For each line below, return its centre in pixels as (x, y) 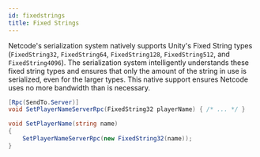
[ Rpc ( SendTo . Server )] (44, 102)
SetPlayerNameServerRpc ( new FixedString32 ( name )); (107, 139)
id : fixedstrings (37, 15)
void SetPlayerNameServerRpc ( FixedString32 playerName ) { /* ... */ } (127, 109)
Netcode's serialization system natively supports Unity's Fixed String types (130, 45)
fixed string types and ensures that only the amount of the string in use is (128, 71)
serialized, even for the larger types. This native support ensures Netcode (128, 79)
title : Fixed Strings (44, 23)
